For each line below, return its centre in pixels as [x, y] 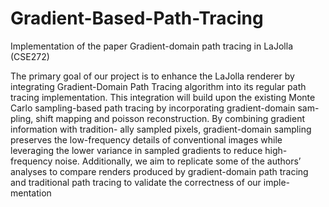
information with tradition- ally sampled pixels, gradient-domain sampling [161, 129]
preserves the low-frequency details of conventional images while [146, 139]
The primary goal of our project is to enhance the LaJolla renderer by [152, 76]
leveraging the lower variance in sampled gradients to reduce [136, 150]
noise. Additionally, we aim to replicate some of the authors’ [178, 161]
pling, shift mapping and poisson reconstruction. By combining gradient [158, 118]
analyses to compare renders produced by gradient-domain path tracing [159, 171]
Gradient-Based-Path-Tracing [137, 18]
